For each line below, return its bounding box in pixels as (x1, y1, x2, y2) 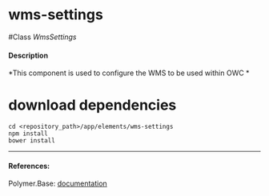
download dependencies (8, 96, 177, 114)
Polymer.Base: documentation (8, 178, 108, 189)
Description (8, 50, 49, 60)
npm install (8, 130, 48, 138)
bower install (8, 137, 56, 145)
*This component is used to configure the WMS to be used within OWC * (8, 68, 250, 78)
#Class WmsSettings (8, 32, 77, 42)
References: (8, 161, 50, 170)
